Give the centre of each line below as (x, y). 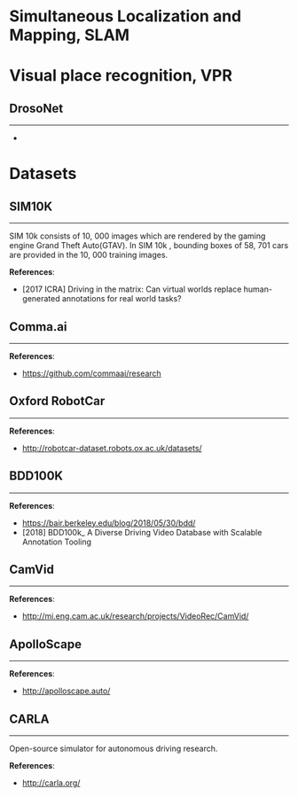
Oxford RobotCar (57, 401)
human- (258, 289)
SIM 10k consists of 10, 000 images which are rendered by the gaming (137, 236)
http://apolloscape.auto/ (66, 691)
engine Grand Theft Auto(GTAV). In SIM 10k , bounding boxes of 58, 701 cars (149, 246)
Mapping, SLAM (70, 35)
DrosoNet (36, 108)
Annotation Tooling (56, 542)
